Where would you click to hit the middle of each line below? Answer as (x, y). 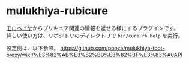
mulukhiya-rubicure (57, 11)
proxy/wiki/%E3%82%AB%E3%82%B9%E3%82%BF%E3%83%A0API (94, 55)
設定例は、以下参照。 (32, 48)
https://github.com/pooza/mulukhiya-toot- (112, 48)
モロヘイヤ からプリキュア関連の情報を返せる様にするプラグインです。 (93, 28)
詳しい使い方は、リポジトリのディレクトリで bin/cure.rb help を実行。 (95, 35)
